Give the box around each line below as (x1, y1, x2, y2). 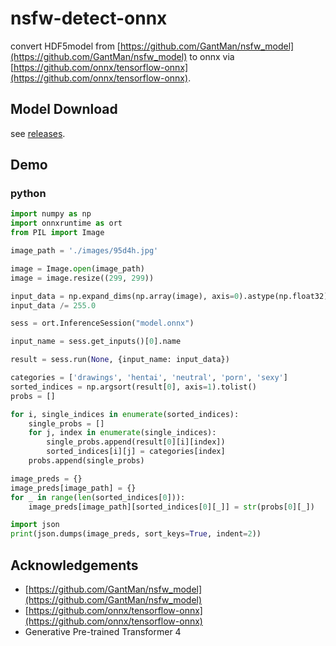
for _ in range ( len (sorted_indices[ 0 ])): (10, 492, 186, 502)
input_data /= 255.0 (10, 300, 97, 311)
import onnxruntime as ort (10, 218, 123, 229)
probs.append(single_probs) (28, 456, 145, 466)
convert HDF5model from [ (10, 40, 121, 52)
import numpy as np (10, 209, 92, 219)
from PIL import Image (10, 228, 105, 238)
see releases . (10, 127, 66, 139)
